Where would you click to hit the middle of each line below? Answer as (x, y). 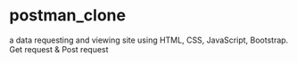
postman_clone (68, 16)
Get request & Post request (59, 49)
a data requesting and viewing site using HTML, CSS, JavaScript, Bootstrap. (149, 40)
